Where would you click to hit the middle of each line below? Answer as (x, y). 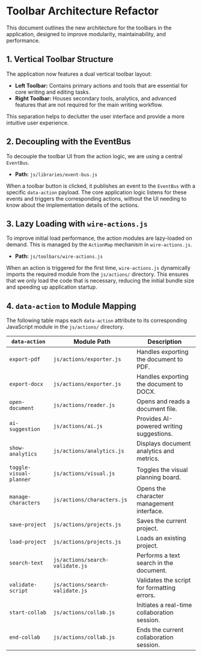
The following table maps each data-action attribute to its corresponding (97, 320)
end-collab (25, 637)
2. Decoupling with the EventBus (69, 142)
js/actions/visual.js (84, 474)
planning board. (159, 477)
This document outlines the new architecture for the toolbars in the (89, 28)
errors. (146, 595)
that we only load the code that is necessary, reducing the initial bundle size (100, 281)
